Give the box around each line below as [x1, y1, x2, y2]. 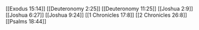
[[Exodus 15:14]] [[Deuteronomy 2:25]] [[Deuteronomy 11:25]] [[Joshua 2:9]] [5, 5, 193, 12]
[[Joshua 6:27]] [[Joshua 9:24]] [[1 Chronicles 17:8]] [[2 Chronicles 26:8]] [5, 11, 187, 19]
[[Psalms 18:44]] [5, 18, 47, 25]
